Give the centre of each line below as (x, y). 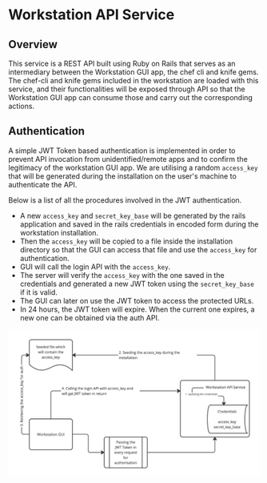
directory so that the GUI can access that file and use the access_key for (138, 249)
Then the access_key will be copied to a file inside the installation (126, 241)
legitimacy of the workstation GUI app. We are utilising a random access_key (133, 167)
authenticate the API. (43, 184)
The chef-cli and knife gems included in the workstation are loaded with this (133, 80)
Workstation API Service (92, 15)
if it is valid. (38, 292)
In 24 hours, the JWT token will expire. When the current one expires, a (137, 309)
